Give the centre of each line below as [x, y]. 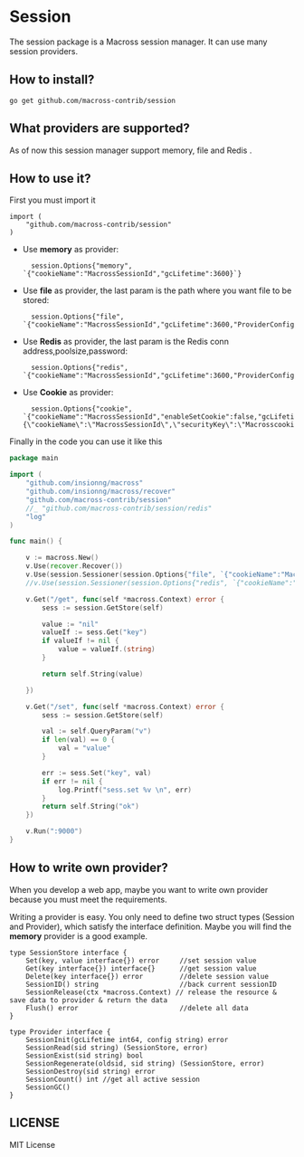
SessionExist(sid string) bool [85, 1056]
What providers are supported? [100, 128]
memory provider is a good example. [78, 936]
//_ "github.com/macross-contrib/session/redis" [119, 508]
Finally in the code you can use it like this [86, 441]
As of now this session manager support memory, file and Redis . [131, 150]
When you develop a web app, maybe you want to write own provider [139, 889]
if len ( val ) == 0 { [79, 740]
